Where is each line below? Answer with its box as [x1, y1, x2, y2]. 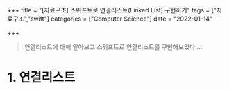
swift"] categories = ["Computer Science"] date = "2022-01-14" [30, 15, 213, 23]
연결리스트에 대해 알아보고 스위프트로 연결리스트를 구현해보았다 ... [24, 43, 203, 51]
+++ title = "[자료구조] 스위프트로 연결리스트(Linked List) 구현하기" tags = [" [7, 6, 217, 14]
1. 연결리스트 [7, 70, 75, 85]
